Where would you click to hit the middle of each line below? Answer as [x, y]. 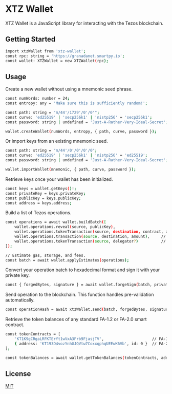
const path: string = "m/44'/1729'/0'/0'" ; [52, 112]
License [18, 374]
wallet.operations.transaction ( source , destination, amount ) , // [90, 237]
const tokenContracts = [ [33, 334]
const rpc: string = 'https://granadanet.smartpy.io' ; [65, 56]
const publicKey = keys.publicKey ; [43, 198]
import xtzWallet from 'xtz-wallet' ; [46, 51]
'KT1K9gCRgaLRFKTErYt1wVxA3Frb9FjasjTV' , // [86, 339]
